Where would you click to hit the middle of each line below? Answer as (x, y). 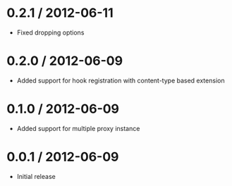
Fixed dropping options (50, 32)
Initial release (36, 176)
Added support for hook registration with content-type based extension (121, 80)
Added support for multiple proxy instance (78, 128)
